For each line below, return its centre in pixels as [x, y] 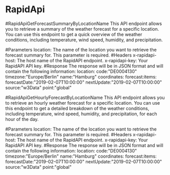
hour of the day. [22, 119]
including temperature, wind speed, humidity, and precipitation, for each [81, 114]
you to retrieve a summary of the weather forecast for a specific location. [82, 29]
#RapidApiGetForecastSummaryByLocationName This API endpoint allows [84, 23]
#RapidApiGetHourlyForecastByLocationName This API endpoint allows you [85, 97]
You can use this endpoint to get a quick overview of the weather [74, 34]
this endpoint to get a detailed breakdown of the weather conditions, [77, 108]
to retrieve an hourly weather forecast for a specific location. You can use [83, 103]
